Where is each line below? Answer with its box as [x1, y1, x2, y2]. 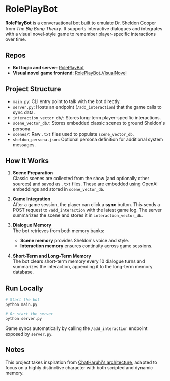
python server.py [5, 316, 42, 321]
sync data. [12, 109, 35, 115]
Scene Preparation [12, 170, 53, 176]
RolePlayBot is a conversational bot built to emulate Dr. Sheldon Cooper [5, 20, 156, 26]
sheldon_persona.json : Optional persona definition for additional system [12, 136, 163, 142]
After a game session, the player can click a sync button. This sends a [12, 201, 160, 208]
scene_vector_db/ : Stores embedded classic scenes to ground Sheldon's [12, 120, 165, 126]
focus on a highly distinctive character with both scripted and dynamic [5, 364, 153, 370]
